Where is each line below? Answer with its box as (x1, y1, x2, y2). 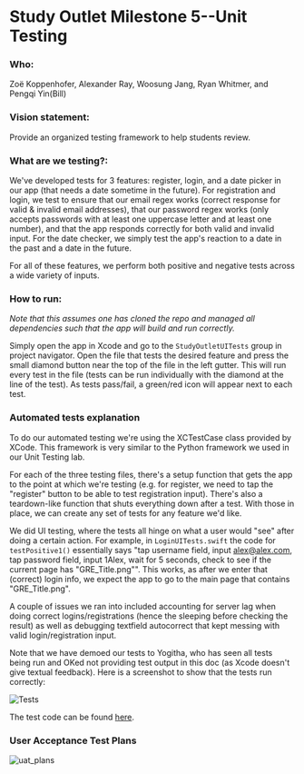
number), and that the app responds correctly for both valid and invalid (9, 223, 275, 234)
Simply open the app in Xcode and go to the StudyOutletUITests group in (9, 341, 283, 352)
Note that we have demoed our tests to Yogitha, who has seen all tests (9, 647, 273, 658)
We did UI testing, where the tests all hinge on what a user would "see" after (9, 525, 295, 536)
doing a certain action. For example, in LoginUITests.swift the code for (9, 534, 277, 546)
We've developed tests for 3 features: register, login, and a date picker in (9, 175, 281, 186)
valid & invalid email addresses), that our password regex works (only (9, 204, 270, 215)
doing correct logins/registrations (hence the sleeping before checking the (9, 610, 289, 621)
